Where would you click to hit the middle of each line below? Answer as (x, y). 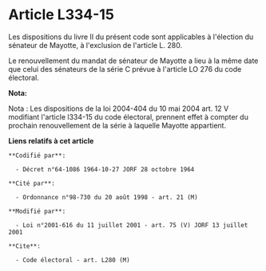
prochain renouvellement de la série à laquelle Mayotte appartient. (117, 125)
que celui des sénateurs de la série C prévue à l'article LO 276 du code (125, 69)
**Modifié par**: (37, 211)
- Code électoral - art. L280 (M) (73, 260)
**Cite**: (25, 246)
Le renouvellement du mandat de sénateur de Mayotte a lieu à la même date (133, 61)
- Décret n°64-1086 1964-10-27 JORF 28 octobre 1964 (105, 169)
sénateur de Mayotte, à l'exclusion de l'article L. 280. (95, 45)
